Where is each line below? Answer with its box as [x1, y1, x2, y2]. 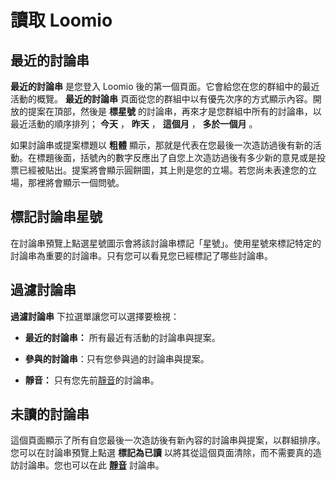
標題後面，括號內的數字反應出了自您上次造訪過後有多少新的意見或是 [36, 152, 317, 163]
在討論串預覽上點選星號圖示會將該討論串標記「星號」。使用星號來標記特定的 [10, 237, 322, 249]
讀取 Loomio [10, 9, 113, 32]
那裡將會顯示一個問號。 [27, 177, 125, 188]
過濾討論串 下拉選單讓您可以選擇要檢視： [10, 310, 180, 322]
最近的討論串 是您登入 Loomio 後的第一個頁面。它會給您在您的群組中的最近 [10, 81, 320, 92]
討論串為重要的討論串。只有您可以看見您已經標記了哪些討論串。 [10, 249, 273, 261]
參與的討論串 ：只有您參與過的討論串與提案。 [24, 352, 210, 365]
